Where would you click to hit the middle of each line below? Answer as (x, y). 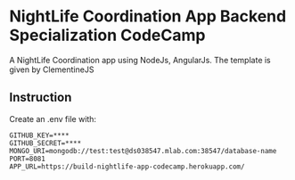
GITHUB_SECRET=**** (45, 143)
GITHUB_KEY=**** (39, 135)
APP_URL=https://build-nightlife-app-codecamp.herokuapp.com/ (127, 167)
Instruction (41, 98)
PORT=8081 (28, 159)
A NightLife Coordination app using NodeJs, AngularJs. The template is (140, 60)
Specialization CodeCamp (107, 35)
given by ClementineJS (52, 70)
